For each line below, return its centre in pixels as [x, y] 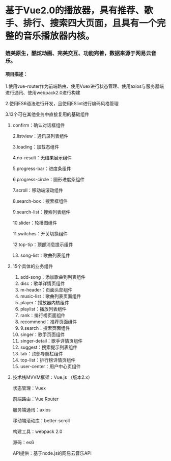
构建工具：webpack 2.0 [37, 431]
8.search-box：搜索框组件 [40, 201]
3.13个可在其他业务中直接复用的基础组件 [47, 114]
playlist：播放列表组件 [43, 309]
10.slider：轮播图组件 [35, 223]
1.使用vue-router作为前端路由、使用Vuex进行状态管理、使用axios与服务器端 [85, 86]
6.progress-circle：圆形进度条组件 [49, 180]
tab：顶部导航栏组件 [41, 354]
